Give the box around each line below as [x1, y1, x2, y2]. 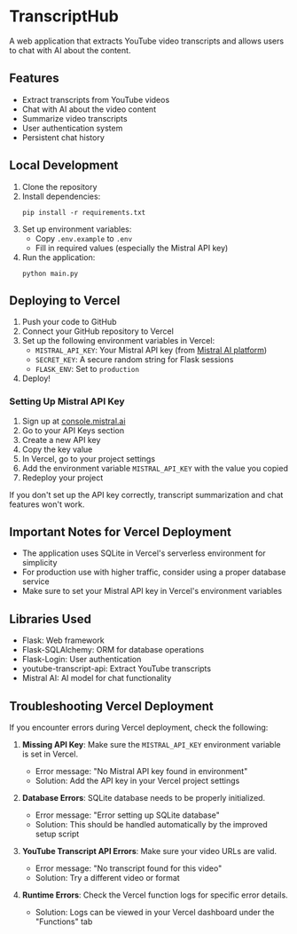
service [21, 576, 51, 587]
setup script [35, 828, 80, 840]
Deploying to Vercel [9, 293, 121, 308]
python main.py [21, 269, 79, 278]
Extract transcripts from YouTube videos [21, 94, 170, 105]
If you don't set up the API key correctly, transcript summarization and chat [9, 489, 284, 500]
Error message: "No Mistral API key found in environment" [35, 766, 248, 777]
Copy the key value [21, 444, 93, 455]
